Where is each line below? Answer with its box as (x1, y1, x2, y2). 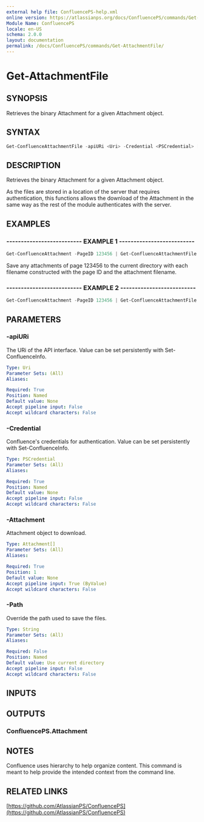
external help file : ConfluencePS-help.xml (6, 9, 118, 15)
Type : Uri (6, 364, 32, 370)
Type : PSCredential (6, 456, 56, 462)
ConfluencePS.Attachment (6, 727, 88, 735)
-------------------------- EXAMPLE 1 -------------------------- (6, 237, 195, 246)
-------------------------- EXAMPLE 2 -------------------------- (6, 283, 196, 292)
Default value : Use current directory (6, 660, 104, 666)
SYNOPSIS (6, 93, 48, 104)
